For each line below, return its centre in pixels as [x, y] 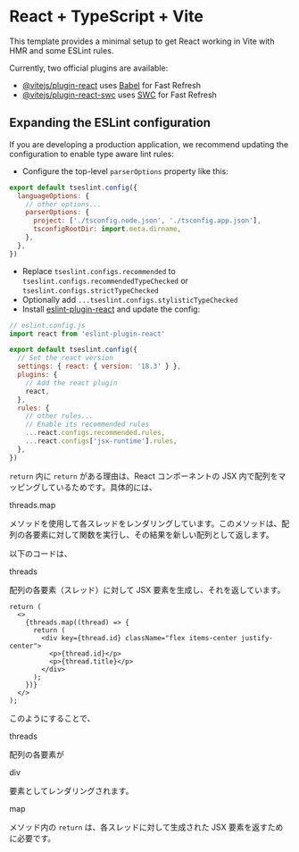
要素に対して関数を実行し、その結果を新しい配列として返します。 [153, 534]
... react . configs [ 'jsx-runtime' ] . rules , [101, 441]
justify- [257, 638]
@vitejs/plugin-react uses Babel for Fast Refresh [112, 85]
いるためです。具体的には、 [107, 487]
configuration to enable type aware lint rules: [91, 154]
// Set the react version [66, 358]
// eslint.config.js [48, 325]
